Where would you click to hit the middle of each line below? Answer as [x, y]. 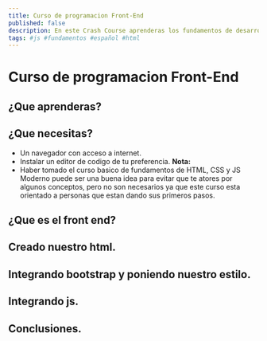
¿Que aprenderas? [55, 106]
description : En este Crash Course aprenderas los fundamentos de [120, 30]
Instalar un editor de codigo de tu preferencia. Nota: [105, 161]
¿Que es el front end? [62, 220]
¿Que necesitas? [51, 133]
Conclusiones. [45, 329]
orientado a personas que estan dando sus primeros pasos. [118, 195]
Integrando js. [44, 302]
